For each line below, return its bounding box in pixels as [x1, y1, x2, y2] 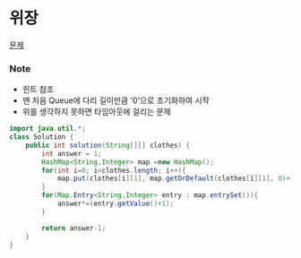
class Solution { [9, 133, 74, 142]
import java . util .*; [9, 125, 87, 133]
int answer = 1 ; [41, 149, 102, 158]
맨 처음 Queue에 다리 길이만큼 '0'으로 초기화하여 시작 [21, 95, 210, 106]
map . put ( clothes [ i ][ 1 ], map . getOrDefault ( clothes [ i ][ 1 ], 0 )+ [56, 174, 291, 184]
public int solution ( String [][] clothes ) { [25, 141, 191, 150]
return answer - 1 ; [41, 223, 106, 233]
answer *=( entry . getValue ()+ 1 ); [56, 199, 175, 209]
